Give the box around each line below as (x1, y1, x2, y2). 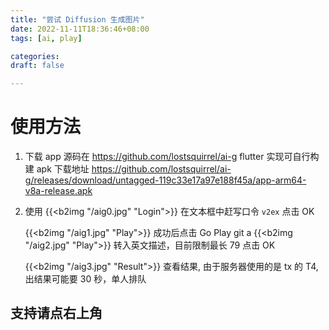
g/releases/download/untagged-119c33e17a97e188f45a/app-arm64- (24, 174, 307, 186)
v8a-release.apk (24, 185, 93, 197)
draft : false (10, 61, 65, 71)
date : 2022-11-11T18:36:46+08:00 (10, 24, 150, 34)
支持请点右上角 (10, 305, 103, 322)
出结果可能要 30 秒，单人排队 (24, 273, 147, 285)
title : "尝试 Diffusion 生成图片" (10, 14, 145, 25)
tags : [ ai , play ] (10, 33, 83, 43)
